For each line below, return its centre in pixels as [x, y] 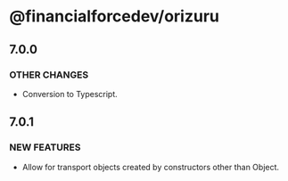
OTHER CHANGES [49, 75]
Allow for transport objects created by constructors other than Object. [150, 167]
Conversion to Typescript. [70, 94]
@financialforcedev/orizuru [115, 16]
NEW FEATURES [45, 147]
